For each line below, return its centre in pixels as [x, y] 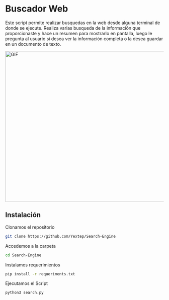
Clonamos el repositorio [30, 227]
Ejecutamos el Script [27, 283]
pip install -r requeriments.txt [40, 274]
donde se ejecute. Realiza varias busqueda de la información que [73, 28]
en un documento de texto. [33, 44]
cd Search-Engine [23, 255]
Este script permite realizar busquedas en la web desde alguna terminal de [83, 23]
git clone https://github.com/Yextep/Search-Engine [60, 236]
